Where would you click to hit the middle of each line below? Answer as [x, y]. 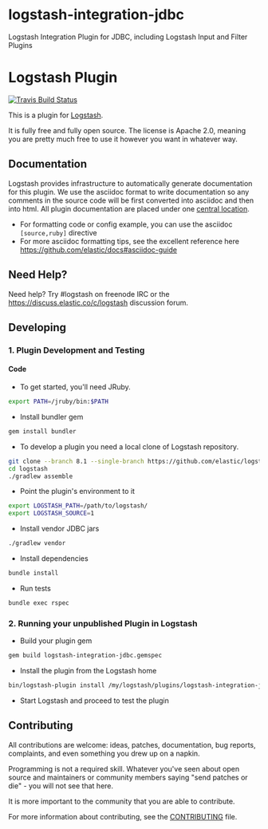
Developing [37, 328]
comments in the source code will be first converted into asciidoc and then [131, 200]
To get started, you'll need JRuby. [75, 387]
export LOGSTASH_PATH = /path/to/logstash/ [78, 506]
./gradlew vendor [37, 543]
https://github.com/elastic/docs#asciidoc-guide [99, 250]
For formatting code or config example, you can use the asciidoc [126, 224]
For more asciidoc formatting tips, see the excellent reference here [129, 241]
